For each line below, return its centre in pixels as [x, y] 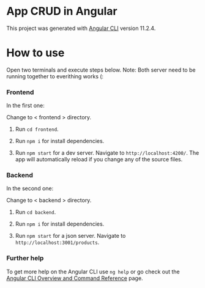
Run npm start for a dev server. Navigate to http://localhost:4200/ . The [107, 153]
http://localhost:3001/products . [57, 242]
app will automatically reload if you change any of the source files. [99, 160]
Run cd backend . [35, 212]
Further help [25, 258]
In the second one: [30, 188]
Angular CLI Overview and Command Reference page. [75, 278]
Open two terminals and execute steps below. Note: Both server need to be [101, 70]
